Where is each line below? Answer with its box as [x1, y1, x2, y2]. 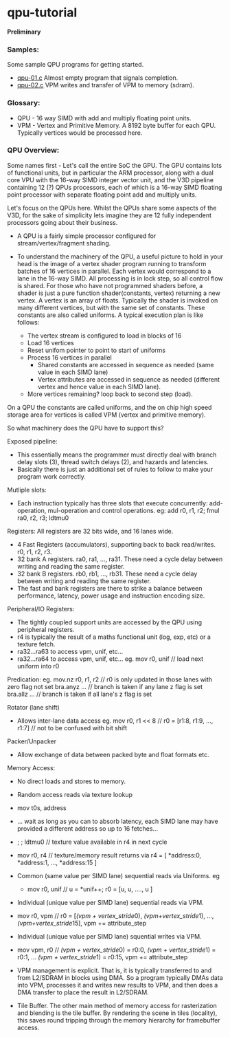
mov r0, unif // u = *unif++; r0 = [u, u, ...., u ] [27, 885, 153, 893]
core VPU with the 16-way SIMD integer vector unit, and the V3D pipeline [7, 175, 214, 184]
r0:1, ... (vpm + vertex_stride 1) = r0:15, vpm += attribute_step [16, 952, 188, 961]
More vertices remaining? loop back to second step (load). [27, 390, 194, 398]
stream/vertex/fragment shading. [16, 239, 111, 247]
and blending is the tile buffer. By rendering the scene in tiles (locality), [16, 1009, 218, 1017]
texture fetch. [16, 640, 56, 648]
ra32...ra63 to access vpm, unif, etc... [16, 647, 124, 655]
